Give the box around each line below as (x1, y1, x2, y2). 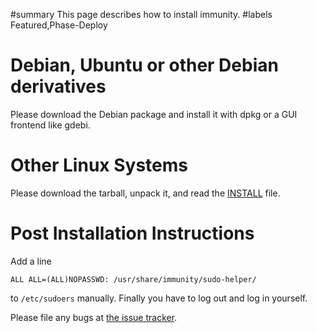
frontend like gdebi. (10, 119, 91, 131)
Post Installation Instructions (10, 222, 255, 245)
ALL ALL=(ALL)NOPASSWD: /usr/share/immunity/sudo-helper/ (10, 274, 257, 284)
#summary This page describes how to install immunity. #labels (10, 9, 273, 20)
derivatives (10, 75, 107, 98)
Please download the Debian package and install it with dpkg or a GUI (10, 108, 298, 120)
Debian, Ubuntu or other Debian (10, 54, 279, 77)
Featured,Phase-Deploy (10, 19, 108, 31)
